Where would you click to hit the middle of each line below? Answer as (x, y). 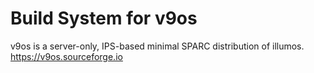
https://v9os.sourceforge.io (66, 56)
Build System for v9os (104, 18)
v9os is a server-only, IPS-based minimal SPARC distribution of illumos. (157, 46)
